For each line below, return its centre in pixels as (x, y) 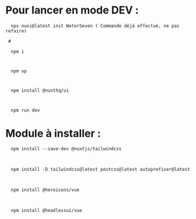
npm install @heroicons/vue (45, 190)
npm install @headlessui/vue (46, 211)
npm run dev (26, 110)
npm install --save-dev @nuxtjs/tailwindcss (66, 149)
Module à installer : (53, 133)
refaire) (16, 31)
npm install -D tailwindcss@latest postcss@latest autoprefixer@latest (101, 170)
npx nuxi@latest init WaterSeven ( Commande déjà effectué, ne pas (95, 26)
